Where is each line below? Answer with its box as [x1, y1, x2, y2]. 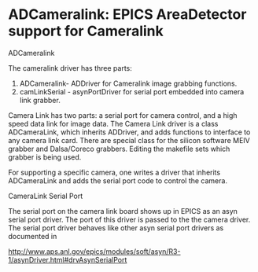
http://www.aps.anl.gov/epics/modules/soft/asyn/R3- [8, 246, 181, 256]
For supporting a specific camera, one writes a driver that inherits [8, 167, 221, 177]
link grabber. [19, 95, 61, 105]
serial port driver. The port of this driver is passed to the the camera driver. [8, 215, 251, 224]
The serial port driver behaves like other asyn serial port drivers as [8, 222, 224, 233]
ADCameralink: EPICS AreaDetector [8, 6, 247, 24]
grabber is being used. [8, 152, 82, 162]
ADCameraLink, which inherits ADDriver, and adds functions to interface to [8, 127, 251, 137]
